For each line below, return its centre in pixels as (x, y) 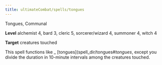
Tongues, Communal (26, 23)
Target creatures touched (31, 43)
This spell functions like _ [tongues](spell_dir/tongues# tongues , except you (81, 52)
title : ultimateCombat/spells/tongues (45, 10)
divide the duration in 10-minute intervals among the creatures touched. (78, 57)
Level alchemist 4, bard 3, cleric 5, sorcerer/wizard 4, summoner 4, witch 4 (81, 33)
